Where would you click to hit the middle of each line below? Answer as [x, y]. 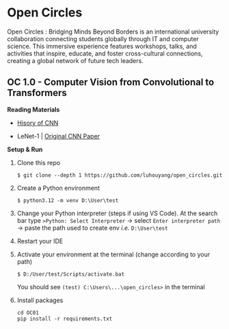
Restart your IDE [40, 241]
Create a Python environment [58, 188]
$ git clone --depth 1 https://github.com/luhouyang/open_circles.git [120, 175]
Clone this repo [38, 162]
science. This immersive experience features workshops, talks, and [102, 46]
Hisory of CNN [38, 123]
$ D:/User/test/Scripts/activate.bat [71, 274]
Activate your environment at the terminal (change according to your [113, 254]
